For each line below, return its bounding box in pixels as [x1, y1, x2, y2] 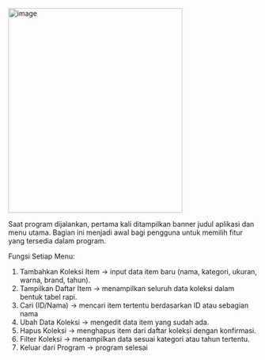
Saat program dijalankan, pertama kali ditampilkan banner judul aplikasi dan [8, 220, 255, 228]
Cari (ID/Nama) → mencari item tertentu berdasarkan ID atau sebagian [19, 301, 249, 310]
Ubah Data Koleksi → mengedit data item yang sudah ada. [19, 317, 210, 327]
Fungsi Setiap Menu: [8, 251, 75, 261]
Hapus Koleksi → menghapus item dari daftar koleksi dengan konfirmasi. [19, 326, 256, 335]
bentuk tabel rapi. [19, 293, 78, 301]
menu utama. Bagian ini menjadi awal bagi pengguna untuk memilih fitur [8, 228, 244, 237]
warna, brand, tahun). [19, 275, 91, 285]
